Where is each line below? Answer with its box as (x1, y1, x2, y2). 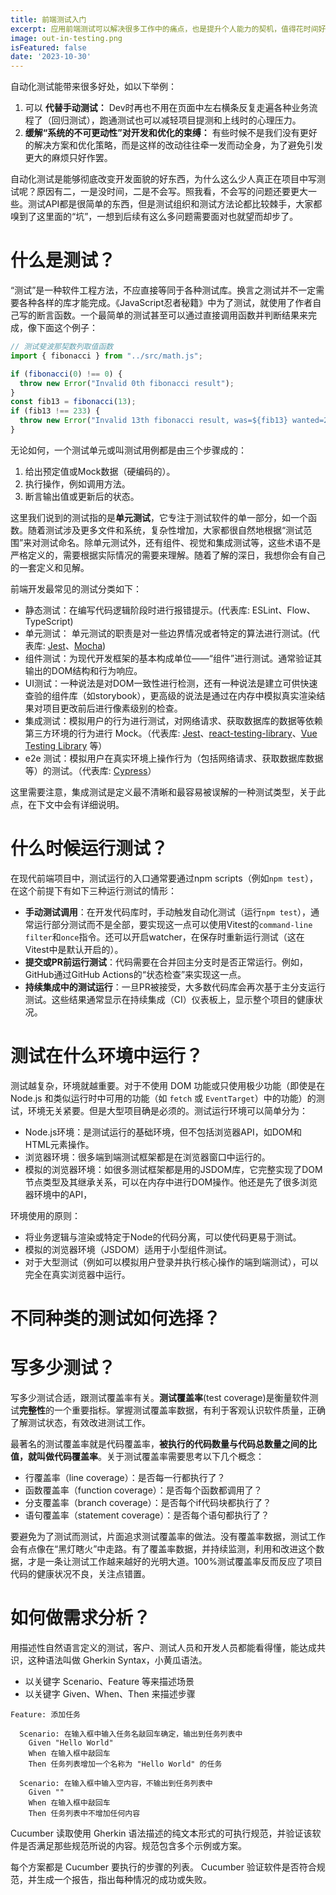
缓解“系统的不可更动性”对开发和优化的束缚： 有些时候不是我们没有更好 (24, 127, 318, 139)
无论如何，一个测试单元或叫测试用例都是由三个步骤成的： (10, 444, 247, 456)
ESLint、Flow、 (251, 604, 316, 616)
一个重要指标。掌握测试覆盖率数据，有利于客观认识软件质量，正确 (53, 1404, 326, 1416)
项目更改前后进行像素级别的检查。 (42, 702, 183, 714)
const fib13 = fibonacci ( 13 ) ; (10, 397, 137, 407)
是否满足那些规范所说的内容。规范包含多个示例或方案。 (18, 1839, 247, 1851)
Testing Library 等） (24, 739, 108, 751)
